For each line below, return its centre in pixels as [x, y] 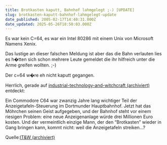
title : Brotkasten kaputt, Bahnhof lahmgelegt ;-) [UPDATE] [70, 10]
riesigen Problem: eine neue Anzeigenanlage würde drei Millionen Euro [79, 117]
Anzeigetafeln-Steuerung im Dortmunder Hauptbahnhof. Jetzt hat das [78, 106]
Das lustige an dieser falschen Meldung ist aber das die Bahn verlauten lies [83, 54]
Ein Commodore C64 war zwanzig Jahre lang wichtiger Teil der [71, 101]
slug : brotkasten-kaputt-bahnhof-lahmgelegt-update [61, 15]
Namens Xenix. [21, 44]
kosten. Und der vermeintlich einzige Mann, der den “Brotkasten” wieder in [83, 122]
